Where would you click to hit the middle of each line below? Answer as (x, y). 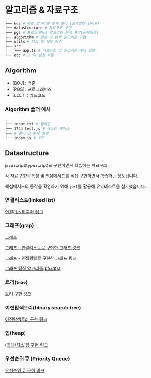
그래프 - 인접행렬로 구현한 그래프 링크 (41, 258)
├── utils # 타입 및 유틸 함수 (33, 42)
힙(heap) (15, 333)
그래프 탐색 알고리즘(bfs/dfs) (33, 268)
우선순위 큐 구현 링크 (25, 371)
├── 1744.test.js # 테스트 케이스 (37, 129)
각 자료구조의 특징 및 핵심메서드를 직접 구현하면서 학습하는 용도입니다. (72, 176)
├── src (13, 46)
